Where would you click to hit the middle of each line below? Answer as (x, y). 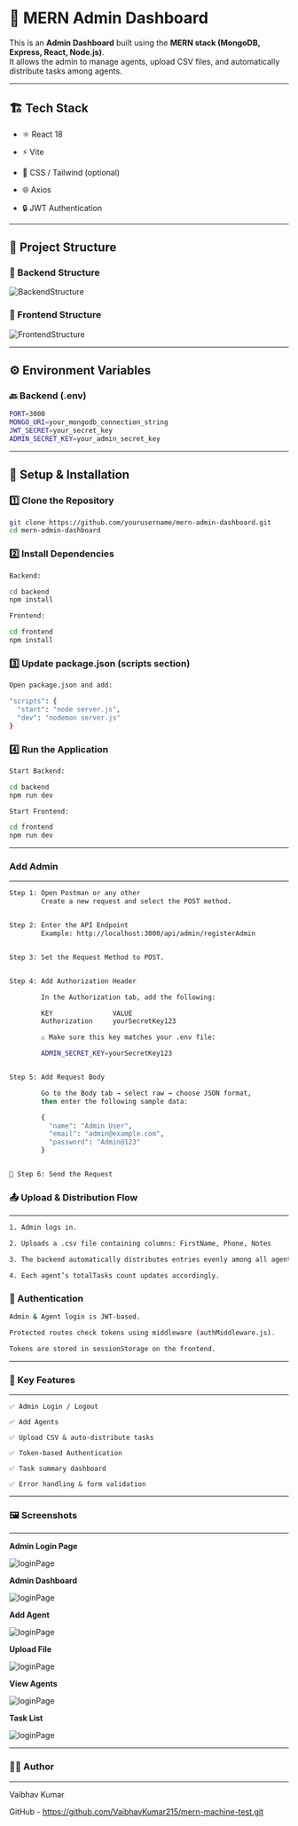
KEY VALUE (87, 1013)
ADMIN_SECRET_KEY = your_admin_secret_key (85, 439)
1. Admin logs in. (43, 1228)
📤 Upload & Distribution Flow (74, 1197)
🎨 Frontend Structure (55, 315)
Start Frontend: (39, 811)
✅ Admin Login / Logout (54, 1406)
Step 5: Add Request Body (57, 1077)
